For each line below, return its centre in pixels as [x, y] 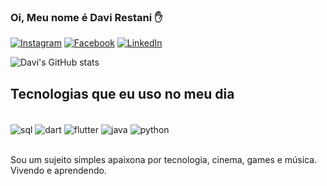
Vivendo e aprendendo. [58, 170]
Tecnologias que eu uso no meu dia [122, 93]
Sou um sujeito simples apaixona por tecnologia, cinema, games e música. [164, 159]
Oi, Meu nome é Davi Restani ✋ [86, 17]
